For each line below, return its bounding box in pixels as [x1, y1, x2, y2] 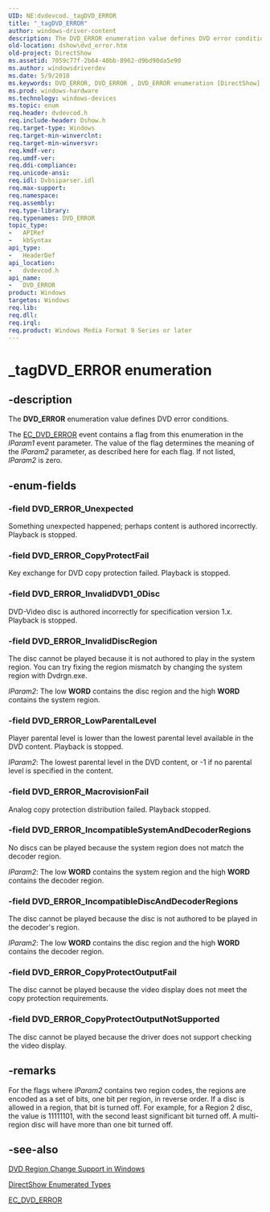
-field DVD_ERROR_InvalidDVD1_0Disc [8, 589, 161, 600]
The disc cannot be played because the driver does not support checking [8, 1032, 252, 1041]
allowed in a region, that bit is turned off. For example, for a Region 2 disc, [8, 1102, 253, 1112]
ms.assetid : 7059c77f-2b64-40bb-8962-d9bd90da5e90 [8, 57, 182, 65]
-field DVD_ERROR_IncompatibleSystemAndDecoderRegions [8, 825, 252, 836]
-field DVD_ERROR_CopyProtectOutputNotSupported [8, 1014, 220, 1025]
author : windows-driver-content [8, 27, 117, 35]
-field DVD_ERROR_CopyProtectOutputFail [8, 967, 178, 978]
